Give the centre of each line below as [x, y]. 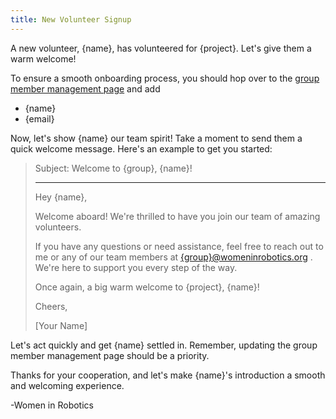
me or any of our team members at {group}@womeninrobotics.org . [173, 257]
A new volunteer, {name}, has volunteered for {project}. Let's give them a [161, 48]
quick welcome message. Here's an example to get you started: [141, 148]
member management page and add [85, 88]
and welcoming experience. [67, 385]
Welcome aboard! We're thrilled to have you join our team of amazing [177, 216]
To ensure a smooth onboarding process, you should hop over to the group [165, 78]
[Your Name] [61, 325]
